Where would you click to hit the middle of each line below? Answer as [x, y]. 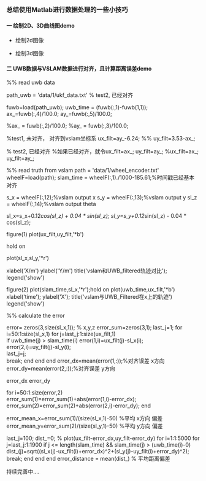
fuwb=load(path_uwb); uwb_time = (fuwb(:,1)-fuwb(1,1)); [77, 107]
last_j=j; [16, 353]
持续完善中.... [23, 472]
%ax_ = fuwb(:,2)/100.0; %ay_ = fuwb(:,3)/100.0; [67, 126]
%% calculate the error [36, 316]
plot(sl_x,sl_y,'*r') [28, 258]
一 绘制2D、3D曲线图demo [40, 25]
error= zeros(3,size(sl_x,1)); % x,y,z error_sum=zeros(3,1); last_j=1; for [94, 328]
